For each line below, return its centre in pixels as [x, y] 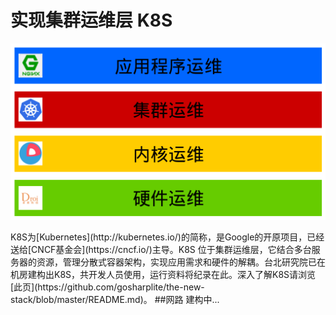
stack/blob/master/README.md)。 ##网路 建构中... [115, 300]
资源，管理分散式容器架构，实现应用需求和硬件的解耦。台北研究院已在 [181, 262]
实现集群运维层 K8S [91, 20]
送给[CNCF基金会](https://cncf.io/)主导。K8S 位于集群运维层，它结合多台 [161, 250]
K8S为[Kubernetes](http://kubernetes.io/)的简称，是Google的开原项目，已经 [167, 237]
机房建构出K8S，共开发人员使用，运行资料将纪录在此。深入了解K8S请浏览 [163, 275]
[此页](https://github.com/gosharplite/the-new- [107, 287]
